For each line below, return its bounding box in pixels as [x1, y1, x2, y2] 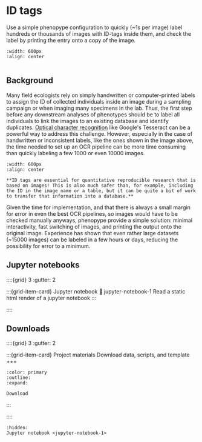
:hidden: [6, 425, 28, 431]
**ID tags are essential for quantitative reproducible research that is [6, 177, 197, 183]
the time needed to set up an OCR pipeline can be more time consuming [6, 143, 186, 150]
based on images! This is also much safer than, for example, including [6, 182, 194, 189]
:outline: [6, 375, 31, 381]
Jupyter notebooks [6, 260, 80, 270]
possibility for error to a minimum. [6, 242, 91, 249]
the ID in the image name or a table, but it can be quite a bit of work [6, 187, 197, 194]
